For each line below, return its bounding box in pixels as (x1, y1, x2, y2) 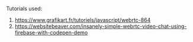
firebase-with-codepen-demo (14, 29, 88, 36)
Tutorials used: (6, 5, 43, 12)
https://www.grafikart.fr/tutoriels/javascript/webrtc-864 (14, 17, 151, 23)
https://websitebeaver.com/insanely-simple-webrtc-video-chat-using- (14, 23, 187, 30)
